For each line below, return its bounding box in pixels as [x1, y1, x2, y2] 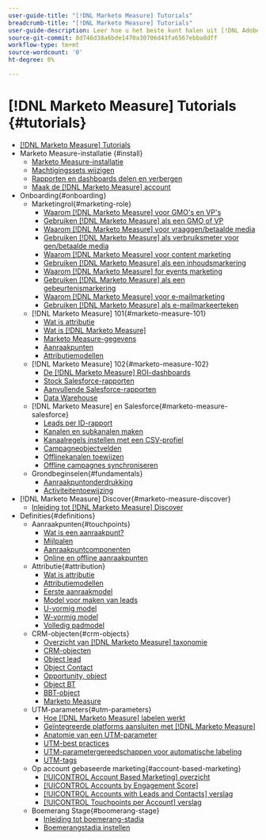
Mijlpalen [43, 536, 74, 546]
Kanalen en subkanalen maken [43, 426, 144, 436]
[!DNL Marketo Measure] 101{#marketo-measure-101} [31, 309, 207, 318]
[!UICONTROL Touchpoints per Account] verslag [43, 797, 202, 807]
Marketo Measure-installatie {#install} [19, 148, 143, 158]
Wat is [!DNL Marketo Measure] [43, 325, 146, 335]
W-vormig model [43, 612, 99, 621]
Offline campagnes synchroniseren [43, 460, 158, 470]
